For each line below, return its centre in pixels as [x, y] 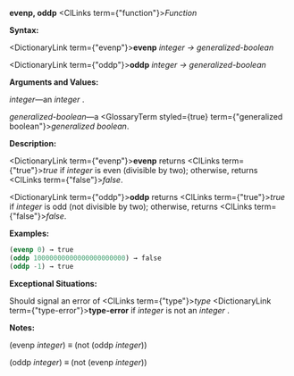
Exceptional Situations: [53, 283]
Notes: [22, 327]
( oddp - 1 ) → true [42, 266]
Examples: [29, 233]
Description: [33, 143]
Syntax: [24, 30]
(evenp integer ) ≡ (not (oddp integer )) [78, 345]
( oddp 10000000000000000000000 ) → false [86, 258]
